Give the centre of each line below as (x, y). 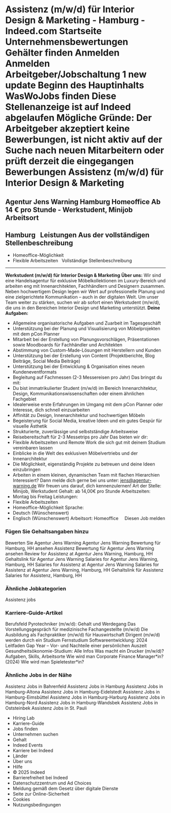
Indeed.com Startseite (53, 31)
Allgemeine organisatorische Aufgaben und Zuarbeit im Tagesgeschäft (87, 323)
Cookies (21, 799)
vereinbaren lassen (33, 448)
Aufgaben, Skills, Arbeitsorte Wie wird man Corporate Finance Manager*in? (84, 656)
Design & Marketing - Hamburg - (75, 20)
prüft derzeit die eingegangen (69, 161)
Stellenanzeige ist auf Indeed (68, 107)
